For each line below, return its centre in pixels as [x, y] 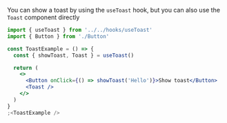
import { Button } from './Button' [58, 36]
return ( [26, 68]
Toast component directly [43, 17]
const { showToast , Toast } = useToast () [74, 55]
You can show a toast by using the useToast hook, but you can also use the [114, 10]
